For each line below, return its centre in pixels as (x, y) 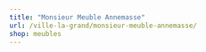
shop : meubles (36, 33)
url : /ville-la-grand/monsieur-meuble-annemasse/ (103, 26)
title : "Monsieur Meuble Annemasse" (77, 17)
